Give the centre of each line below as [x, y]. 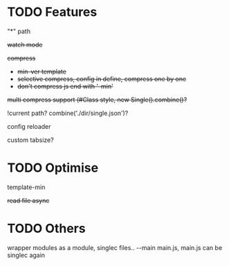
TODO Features [52, 12]
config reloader [29, 126]
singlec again [26, 255]
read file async [28, 200]
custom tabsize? [30, 140]
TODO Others [46, 229]
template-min [26, 187]
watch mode [25, 44]
